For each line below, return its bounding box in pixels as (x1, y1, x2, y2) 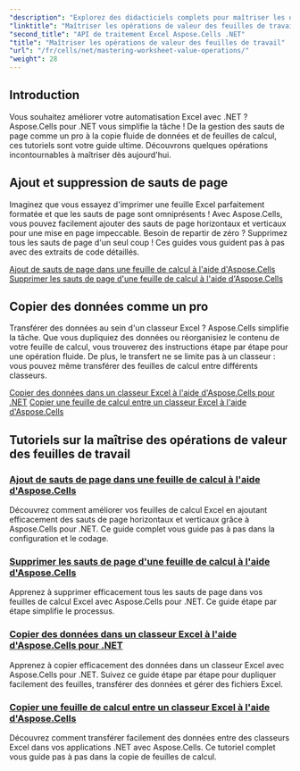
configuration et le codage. (9, 533, 109, 544)
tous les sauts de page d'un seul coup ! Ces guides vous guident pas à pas (9, 237, 286, 247)
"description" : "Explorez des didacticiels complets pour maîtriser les (9, 13, 286, 22)
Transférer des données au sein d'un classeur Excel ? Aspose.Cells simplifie (9, 323, 289, 333)
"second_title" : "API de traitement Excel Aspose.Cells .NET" (9, 29, 246, 38)
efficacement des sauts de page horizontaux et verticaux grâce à (9, 515, 250, 525)
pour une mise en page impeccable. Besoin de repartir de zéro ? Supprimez (9, 227, 288, 238)
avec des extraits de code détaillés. (9, 247, 140, 257)
